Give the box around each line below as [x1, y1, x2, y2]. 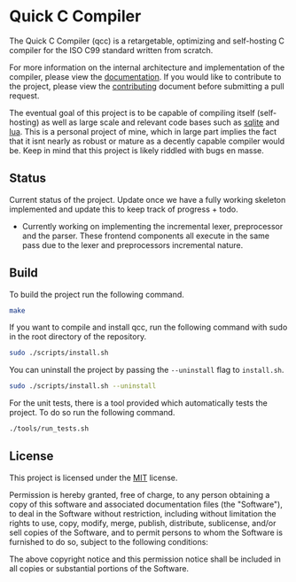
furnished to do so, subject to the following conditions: [9, 536, 208, 547]
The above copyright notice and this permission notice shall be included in [9, 554, 281, 564]
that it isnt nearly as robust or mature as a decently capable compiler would [9, 136, 285, 146]
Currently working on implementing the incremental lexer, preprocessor [21, 221, 284, 231]
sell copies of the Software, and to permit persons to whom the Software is [9, 527, 284, 538]
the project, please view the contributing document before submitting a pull [9, 81, 285, 91]
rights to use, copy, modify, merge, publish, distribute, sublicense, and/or [9, 517, 277, 528]
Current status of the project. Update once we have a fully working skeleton [9, 194, 286, 205]
